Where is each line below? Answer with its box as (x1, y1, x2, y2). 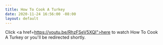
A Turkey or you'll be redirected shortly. (5, 34, 86, 40)
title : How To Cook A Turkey (5, 7, 65, 12)
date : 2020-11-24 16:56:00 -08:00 (5, 12, 77, 16)
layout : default (5, 16, 39, 21)
